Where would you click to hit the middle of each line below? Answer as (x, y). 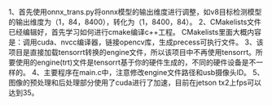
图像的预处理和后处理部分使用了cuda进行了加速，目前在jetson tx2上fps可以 (135, 82)
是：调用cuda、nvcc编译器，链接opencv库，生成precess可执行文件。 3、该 (136, 42)
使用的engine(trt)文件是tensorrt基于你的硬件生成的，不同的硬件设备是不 (136, 62)
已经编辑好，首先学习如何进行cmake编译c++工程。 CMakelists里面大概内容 (135, 32)
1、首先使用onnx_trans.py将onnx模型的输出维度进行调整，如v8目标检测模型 (135, 12)
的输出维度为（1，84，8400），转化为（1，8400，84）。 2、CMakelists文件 (135, 22)
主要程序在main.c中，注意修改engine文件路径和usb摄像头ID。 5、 (154, 72)
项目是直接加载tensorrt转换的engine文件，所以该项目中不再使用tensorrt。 (132, 52)
